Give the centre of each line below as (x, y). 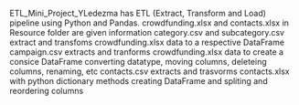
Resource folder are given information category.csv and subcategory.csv (147, 32)
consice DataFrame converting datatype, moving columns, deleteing (138, 62)
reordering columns (47, 91)
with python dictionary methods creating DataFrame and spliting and (139, 81)
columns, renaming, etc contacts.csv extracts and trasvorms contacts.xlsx (149, 71)
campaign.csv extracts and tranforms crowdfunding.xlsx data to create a (147, 52)
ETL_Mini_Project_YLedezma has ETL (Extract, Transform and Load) (138, 13)
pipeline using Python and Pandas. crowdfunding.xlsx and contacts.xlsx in (149, 23)
